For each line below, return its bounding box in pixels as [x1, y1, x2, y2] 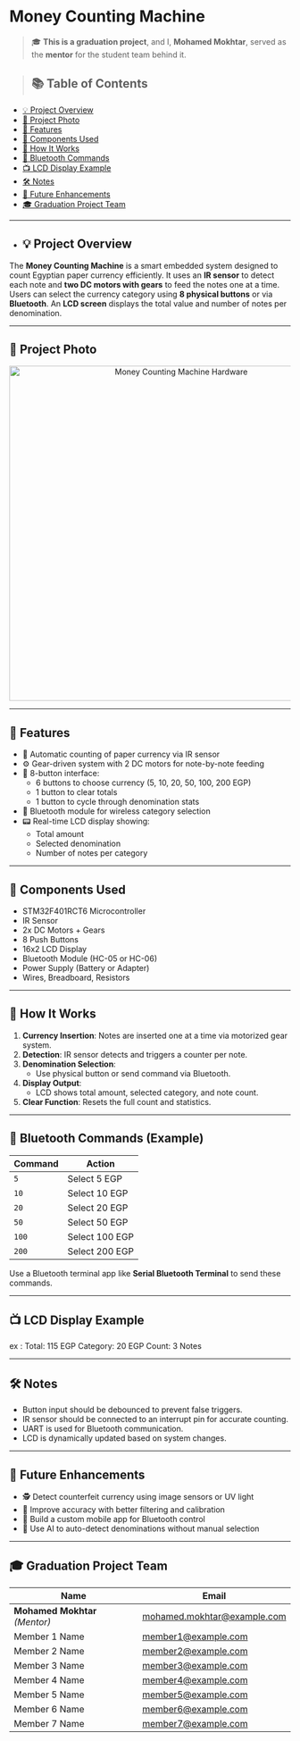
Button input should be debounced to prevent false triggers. [21, 1404, 243, 1415]
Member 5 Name [13, 1688, 85, 1701]
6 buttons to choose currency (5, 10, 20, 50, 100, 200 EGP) [35, 777, 252, 788]
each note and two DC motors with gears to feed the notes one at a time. [9, 279, 279, 289]
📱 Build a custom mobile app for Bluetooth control [21, 1514, 205, 1525]
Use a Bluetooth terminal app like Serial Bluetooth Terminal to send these [9, 1268, 281, 1278]
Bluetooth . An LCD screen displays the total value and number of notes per [9, 297, 287, 309]
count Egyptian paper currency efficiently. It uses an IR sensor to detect [9, 270, 275, 280]
